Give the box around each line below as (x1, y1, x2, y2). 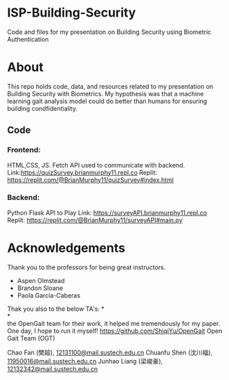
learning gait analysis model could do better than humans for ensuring (7, 97, 208, 105)
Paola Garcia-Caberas (17, 291, 81, 299)
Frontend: (7, 145, 42, 155)
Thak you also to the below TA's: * (7, 305, 105, 313)
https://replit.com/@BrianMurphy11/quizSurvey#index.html (7, 175, 174, 184)
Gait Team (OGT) (7, 334, 55, 342)
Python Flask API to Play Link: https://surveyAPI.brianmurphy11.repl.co (7, 208, 208, 217)
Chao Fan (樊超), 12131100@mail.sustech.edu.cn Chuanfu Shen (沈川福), (7, 348, 213, 356)
